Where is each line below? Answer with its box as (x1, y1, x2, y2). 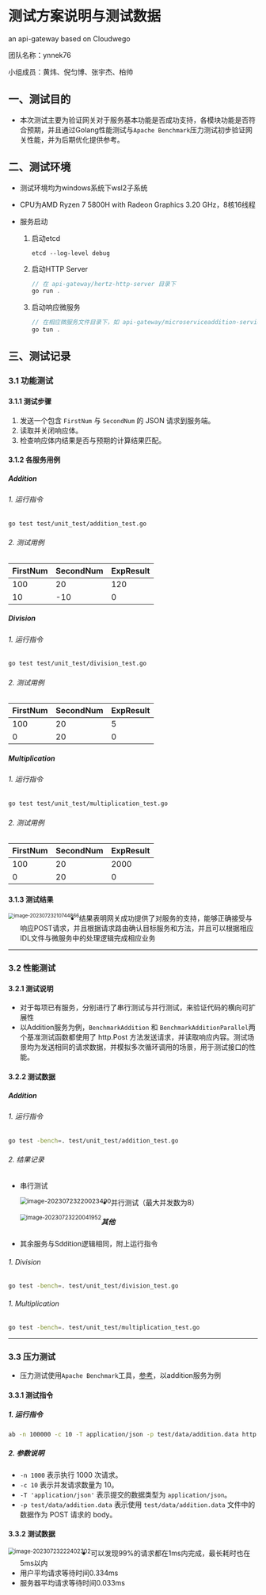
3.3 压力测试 (8, 1351, 56, 1362)
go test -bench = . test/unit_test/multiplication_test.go (8, 1323, 200, 1331)
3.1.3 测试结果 (8, 895, 54, 904)
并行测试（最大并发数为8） (110, 1197, 199, 1207)
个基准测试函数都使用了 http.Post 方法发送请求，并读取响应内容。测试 (19, 1032, 248, 1042)
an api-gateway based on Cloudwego (8, 33, 131, 44)
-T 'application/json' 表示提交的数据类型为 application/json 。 (19, 1490, 232, 1499)
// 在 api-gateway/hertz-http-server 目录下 (31, 280, 177, 288)
